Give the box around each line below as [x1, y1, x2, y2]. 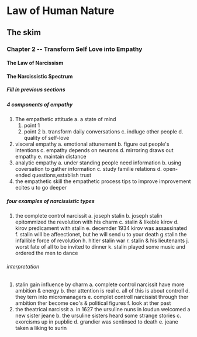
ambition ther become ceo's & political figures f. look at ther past [15, 300, 171, 307]
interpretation [6, 263, 40, 270]
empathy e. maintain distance [15, 153, 87, 160]
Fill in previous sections [6, 86, 66, 93]
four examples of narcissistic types [6, 197, 95, 204]
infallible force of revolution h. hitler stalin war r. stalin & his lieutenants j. [15, 237, 189, 244]
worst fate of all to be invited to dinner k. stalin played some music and [15, 243, 186, 250]
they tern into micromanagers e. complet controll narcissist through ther [15, 294, 189, 301]
